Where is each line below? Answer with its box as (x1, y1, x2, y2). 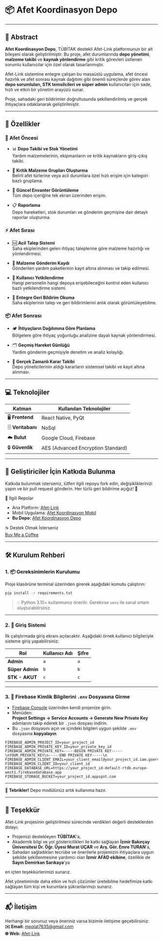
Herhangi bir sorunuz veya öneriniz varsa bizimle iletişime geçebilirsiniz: (5, 918, 149, 924)
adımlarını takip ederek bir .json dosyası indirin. (12, 720, 108, 726)
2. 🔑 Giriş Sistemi (5, 622, 46, 629)
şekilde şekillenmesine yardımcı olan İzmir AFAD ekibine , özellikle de (12, 854, 150, 860)
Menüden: (12, 710, 33, 716)
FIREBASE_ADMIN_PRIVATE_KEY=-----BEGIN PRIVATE (5, 748, 103, 753)
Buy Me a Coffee (5, 532, 39, 538)
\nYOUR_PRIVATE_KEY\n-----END (5, 753, 66, 758)
